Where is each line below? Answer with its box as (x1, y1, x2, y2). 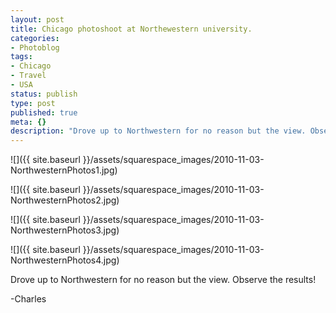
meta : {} (10, 117, 47, 127)
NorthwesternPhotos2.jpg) (10, 194, 120, 206)
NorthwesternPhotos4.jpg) (10, 254, 120, 266)
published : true (10, 107, 78, 118)
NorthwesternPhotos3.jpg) (10, 224, 120, 236)
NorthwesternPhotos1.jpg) (10, 164, 118, 176)
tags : (10, 52, 33, 62)
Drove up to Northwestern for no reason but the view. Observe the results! (10, 274, 317, 286)
